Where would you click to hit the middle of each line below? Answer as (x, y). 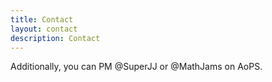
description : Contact (55, 38)
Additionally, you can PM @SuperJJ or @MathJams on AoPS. (136, 67)
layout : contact (44, 29)
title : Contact (42, 19)
